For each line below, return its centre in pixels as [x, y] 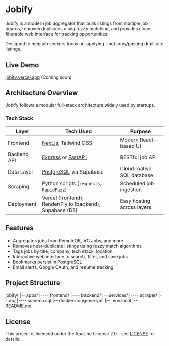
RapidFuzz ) [55, 189]
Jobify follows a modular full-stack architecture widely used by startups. [80, 105]
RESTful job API [139, 157]
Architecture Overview [42, 93]
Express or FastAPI [64, 157]
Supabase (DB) [60, 210]
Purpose [141, 131]
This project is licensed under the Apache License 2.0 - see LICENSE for [80, 334]
